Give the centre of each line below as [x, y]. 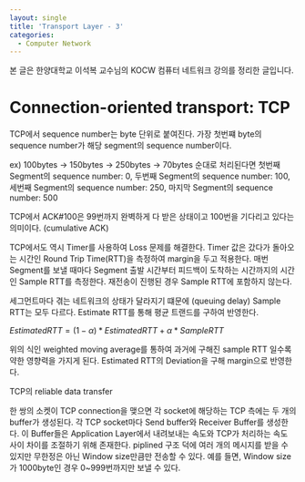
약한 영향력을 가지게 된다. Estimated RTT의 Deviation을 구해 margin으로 [139, 361]
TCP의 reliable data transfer [61, 392]
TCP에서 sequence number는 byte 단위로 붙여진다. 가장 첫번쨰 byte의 [136, 134]
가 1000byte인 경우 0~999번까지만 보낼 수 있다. [95, 468]
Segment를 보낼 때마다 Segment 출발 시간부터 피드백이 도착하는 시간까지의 [144, 271]
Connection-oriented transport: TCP [150, 108]
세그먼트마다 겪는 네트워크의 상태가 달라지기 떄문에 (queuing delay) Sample [145, 301]
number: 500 [34, 198]
